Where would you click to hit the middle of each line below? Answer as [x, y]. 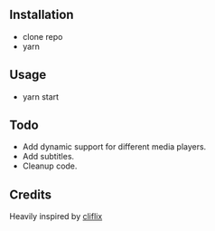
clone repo [42, 36]
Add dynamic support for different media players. [114, 147]
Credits [31, 194]
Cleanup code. [50, 166]
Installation [42, 15]
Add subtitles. [48, 157]
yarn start [41, 96]
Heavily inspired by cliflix [56, 217]
